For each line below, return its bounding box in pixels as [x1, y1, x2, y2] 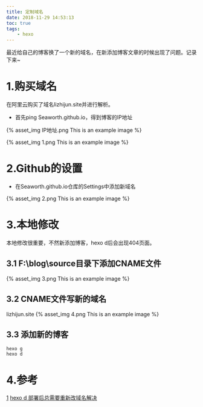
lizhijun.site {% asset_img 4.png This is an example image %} [6, 310, 159, 317]
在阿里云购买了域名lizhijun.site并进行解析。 [6, 101, 114, 108]
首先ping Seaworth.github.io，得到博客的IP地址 [14, 114, 133, 121]
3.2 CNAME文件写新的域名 [6, 294, 107, 304]
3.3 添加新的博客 [6, 329, 69, 339]
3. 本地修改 [6, 218, 59, 232]
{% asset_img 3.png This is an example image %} [6, 275, 130, 282]
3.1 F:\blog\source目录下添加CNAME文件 [6, 258, 161, 269]
